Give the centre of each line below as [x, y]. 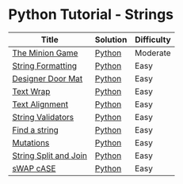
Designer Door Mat [48, 78]
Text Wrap [31, 91]
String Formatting [45, 66]
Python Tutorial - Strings [91, 15]
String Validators [43, 117]
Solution [111, 39]
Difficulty [153, 39]
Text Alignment [40, 104]
